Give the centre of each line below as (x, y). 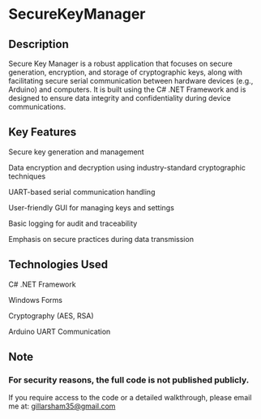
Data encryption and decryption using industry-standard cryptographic (127, 167)
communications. (37, 107)
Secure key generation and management (76, 152)
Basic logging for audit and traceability (73, 223)
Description (39, 44)
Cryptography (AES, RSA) (51, 315)
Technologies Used (58, 265)
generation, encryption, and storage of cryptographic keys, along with (126, 72)
